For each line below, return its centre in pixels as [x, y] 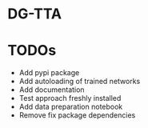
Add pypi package [49, 73]
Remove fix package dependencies [77, 115]
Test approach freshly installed [70, 98]
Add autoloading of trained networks [80, 82]
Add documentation [52, 90]
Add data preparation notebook [71, 107]
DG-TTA [34, 14]
